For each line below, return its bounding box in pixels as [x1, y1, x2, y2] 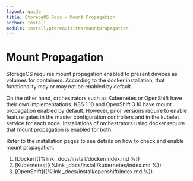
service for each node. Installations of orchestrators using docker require [6, 120, 185, 127]
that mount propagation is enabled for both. [6, 126, 113, 134]
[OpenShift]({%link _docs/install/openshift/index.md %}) [14, 168, 153, 175]
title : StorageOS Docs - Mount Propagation [6, 14, 116, 20]
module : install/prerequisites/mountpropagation [6, 25, 129, 31]
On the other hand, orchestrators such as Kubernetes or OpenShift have [6, 94, 182, 101]
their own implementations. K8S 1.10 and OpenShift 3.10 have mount [6, 101, 172, 108]
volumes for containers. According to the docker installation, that [6, 77, 165, 84]
